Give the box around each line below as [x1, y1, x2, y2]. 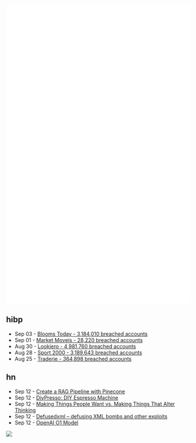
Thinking [14, 407, 36, 414]
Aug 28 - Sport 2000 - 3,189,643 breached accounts [14, 349, 143, 356]
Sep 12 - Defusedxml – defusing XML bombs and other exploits [14, 412, 168, 420]
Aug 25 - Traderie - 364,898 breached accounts [14, 355, 132, 362]
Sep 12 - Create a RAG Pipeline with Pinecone [14, 388, 125, 395]
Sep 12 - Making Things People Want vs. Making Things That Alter [14, 400, 175, 407]
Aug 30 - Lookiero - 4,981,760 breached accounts [14, 343, 136, 350]
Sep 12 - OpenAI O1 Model [14, 419, 79, 426]
